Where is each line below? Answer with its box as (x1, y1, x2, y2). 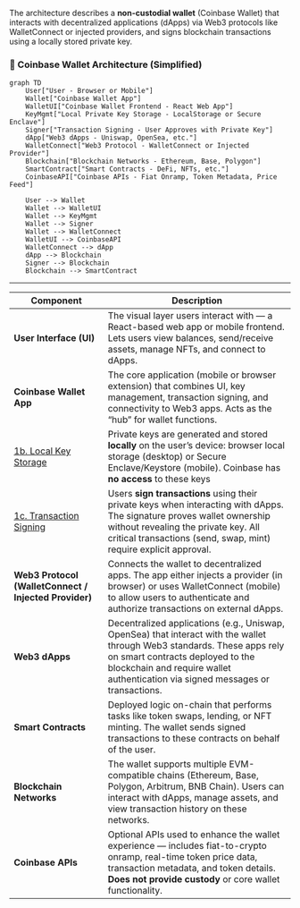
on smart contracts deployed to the (107, 650, 255, 663)
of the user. (107, 743, 156, 756)
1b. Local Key (13, 445, 71, 457)
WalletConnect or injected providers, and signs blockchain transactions (9, 27, 271, 37)
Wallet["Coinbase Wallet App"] (25, 94, 142, 104)
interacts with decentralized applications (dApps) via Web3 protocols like (9, 17, 279, 28)
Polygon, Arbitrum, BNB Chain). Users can (107, 780, 285, 793)
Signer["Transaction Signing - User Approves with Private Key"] (25, 125, 274, 135)
